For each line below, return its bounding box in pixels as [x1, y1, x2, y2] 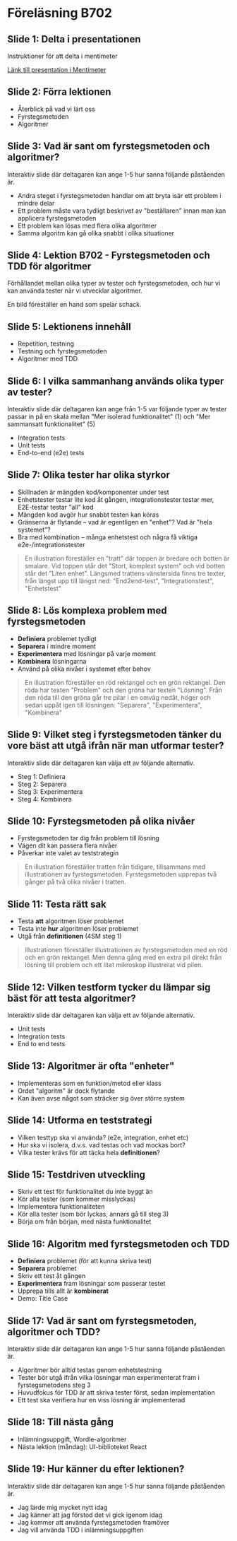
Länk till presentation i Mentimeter [7, 66, 107, 74]
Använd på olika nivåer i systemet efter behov [17, 664, 152, 673]
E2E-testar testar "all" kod [17, 503, 94, 511]
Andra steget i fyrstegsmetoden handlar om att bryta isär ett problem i [17, 191, 221, 199]
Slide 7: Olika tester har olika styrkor [7, 469, 171, 481]
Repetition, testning [17, 339, 75, 348]
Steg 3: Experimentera [17, 787, 83, 796]
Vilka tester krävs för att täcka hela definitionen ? [17, 1148, 160, 1156]
